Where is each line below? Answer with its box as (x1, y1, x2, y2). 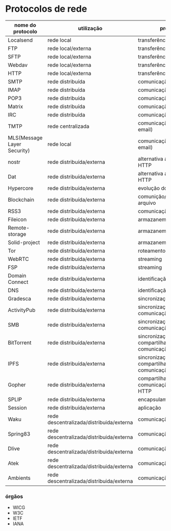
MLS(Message (8, 134, 43, 141)
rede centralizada (47, 123, 90, 130)
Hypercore (8, 184, 34, 191)
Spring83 (8, 430, 31, 437)
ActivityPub (8, 306, 36, 313)
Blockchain (8, 196, 35, 203)
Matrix (8, 103, 23, 110)
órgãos (5, 493, 23, 500)
